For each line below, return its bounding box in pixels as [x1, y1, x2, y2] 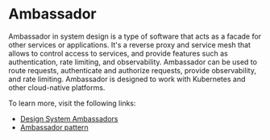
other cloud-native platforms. [8, 82, 106, 93]
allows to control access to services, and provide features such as [8, 48, 228, 58]
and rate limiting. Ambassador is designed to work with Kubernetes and [8, 74, 246, 84]
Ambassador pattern [19, 122, 89, 132]
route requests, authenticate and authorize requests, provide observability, [8, 65, 256, 75]
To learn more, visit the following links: [8, 98, 136, 108]
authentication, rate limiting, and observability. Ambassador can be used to [8, 57, 258, 67]
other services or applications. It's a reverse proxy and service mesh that [8, 39, 251, 49]
